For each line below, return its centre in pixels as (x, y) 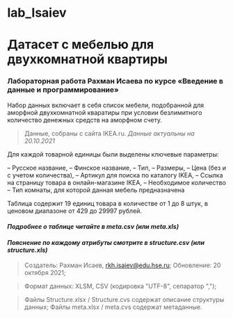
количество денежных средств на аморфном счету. (85, 120)
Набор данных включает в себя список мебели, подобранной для (105, 105)
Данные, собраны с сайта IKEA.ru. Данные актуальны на (109, 133)
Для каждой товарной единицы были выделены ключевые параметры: (113, 154)
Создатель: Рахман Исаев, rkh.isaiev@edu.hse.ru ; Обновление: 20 (122, 265)
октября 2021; (45, 273)
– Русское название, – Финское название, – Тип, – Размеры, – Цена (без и (116, 168)
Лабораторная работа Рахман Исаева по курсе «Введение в (115, 81)
